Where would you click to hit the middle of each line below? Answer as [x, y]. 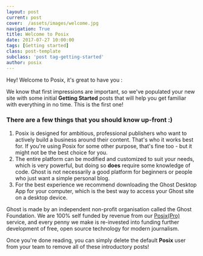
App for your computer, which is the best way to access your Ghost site [104, 191]
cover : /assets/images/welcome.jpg [52, 23]
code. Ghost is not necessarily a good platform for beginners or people [104, 172]
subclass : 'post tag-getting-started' [55, 57]
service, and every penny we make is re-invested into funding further [93, 222]
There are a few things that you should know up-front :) [89, 120]
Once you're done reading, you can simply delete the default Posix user [96, 240]
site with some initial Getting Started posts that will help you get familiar [96, 98]
